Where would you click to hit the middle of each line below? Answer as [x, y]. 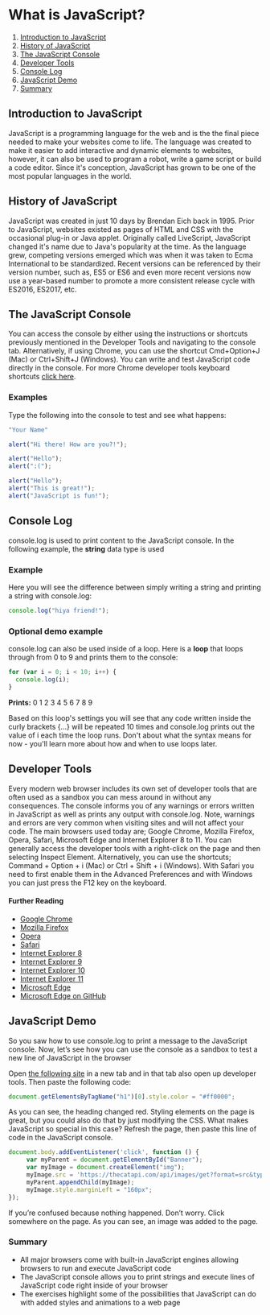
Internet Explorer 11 [52, 978]
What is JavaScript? [77, 15]
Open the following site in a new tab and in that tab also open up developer [133, 1073]
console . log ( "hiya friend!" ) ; [59, 610]
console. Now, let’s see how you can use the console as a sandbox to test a [133, 1049]
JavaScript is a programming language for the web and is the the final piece [134, 133]
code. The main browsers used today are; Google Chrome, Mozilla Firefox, [131, 831]
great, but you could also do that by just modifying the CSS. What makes [129, 1120]
